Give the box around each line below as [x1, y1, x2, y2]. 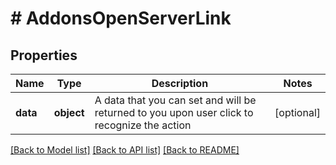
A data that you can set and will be [94, 93, 257, 107]
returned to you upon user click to [94, 106, 254, 119]
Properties [10, 47, 78, 64]
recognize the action [94, 118, 192, 132]
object [53, 106, 85, 119]
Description [151, 77, 209, 90]
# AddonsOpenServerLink [10, 7, 232, 30]
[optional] [274, 106, 321, 119]
